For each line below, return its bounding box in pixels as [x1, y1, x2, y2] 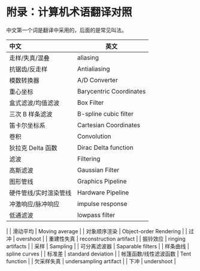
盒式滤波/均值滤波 [9, 98, 60, 107]
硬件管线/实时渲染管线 [9, 188, 72, 197]
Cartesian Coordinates [77, 121, 141, 129]
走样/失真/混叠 [9, 53, 50, 62]
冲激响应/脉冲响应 [9, 200, 60, 208]
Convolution [77, 132, 112, 140]
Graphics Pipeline [77, 177, 127, 185]
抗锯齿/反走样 [9, 65, 48, 73]
